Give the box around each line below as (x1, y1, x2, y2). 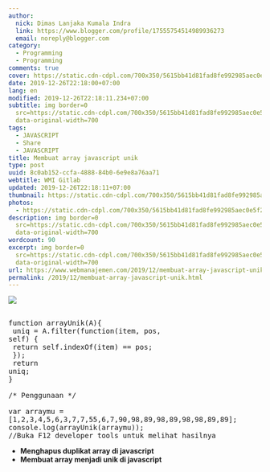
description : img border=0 (8, 214, 99, 222)
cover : (8, 72, 31, 80)
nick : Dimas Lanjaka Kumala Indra (15, 19, 131, 27)
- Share (15, 138, 42, 147)
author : (8, 11, 35, 20)
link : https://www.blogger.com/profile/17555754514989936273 (15, 27, 225, 35)
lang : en (8, 86, 38, 95)
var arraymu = (8, 407, 64, 417)
